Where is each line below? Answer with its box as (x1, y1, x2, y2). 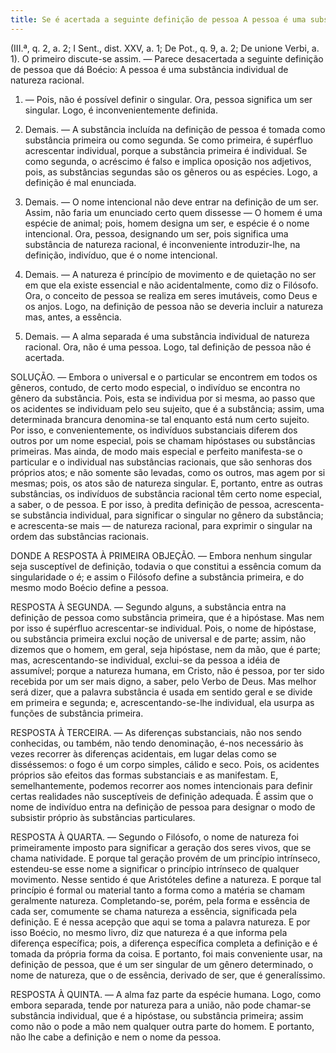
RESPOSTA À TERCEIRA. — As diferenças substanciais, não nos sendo (10, 726, 302, 738)
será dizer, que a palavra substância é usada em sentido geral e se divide (10, 686, 313, 698)
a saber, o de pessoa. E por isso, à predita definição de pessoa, (10, 498, 272, 510)
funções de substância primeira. (10, 707, 144, 719)
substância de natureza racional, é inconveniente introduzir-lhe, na (24, 238, 301, 250)
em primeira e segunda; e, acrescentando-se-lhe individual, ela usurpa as (10, 696, 315, 708)
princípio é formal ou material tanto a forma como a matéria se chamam (10, 884, 306, 896)
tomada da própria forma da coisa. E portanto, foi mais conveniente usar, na (10, 947, 323, 960)
